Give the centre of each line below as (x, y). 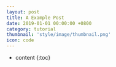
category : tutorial (31, 29)
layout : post (23, 12)
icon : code (20, 40)
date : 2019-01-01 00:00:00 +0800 (49, 23)
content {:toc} (33, 58)
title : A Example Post (35, 18)
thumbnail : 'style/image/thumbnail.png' (59, 35)
